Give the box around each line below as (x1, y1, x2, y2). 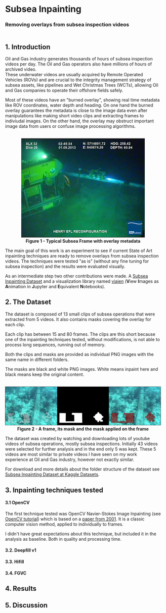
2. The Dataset (5, 298, 51, 306)
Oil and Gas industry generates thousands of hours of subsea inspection (5, 55, 153, 61)
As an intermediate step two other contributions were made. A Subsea (5, 273, 148, 279)
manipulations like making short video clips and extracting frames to (5, 112, 144, 118)
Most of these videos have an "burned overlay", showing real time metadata (5, 97, 160, 102)
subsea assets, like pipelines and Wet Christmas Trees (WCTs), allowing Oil (5, 82, 159, 88)
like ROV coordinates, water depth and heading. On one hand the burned (5, 102, 153, 108)
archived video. (5, 66, 37, 72)
